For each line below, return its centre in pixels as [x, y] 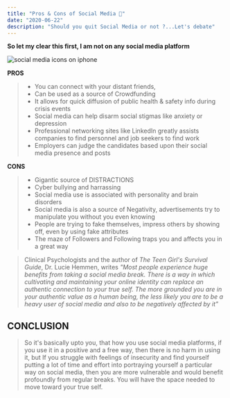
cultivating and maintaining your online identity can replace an [114, 282]
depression [51, 124]
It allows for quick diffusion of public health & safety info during [125, 101]
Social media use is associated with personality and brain [116, 194]
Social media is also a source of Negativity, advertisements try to [127, 210]
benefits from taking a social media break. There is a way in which [120, 274]
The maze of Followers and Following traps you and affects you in [129, 239]
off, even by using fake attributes [81, 232]
